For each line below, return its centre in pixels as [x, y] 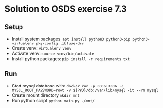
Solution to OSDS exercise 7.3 [66, 9]
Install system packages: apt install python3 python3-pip [71, 39]
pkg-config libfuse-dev [60, 43]
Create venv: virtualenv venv [41, 48]
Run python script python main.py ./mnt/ [53, 100]
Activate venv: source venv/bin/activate [53, 53]
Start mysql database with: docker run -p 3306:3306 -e [68, 86]
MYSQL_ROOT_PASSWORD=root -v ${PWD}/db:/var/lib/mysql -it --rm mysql [85, 90]
